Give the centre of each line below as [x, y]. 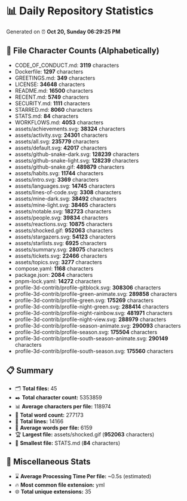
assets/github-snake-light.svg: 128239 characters [77, 160]
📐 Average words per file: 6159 [53, 427]
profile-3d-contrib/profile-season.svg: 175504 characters [86, 332]
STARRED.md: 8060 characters [53, 109]
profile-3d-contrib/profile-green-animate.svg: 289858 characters [96, 294]
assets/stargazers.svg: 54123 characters [65, 237]
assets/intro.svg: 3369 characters [57, 179]
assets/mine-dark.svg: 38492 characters [66, 198]
